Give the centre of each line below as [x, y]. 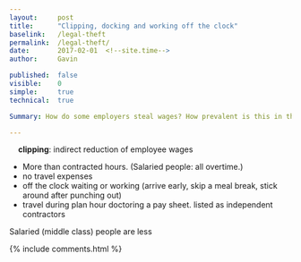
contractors [43, 215]
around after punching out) [72, 195]
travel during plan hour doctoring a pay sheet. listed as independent [147, 205]
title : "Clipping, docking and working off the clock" [124, 26]
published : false [43, 76]
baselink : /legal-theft [57, 34]
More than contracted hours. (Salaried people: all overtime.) [133, 167]
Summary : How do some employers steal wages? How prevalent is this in [146, 116]
